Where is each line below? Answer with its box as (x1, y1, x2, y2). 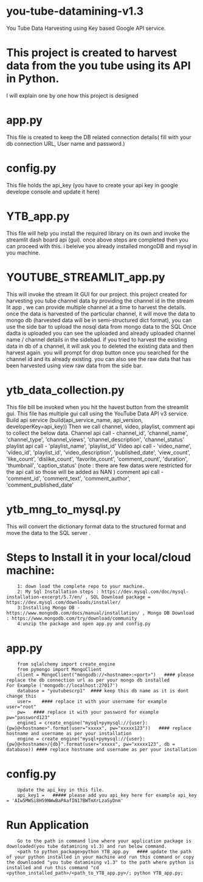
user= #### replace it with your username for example (17, 698, 167, 705)
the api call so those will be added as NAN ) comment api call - (6, 468, 164, 475)
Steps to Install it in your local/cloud (6, 550, 191, 564)
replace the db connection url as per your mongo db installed (6, 677, 170, 684)
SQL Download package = (90, 594, 151, 600)
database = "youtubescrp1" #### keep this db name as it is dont (17, 688, 189, 694)
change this (6, 694, 36, 700)
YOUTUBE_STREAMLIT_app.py (6, 270, 165, 284)
